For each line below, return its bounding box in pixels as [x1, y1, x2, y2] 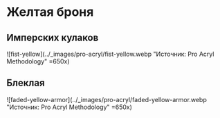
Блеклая [6, 77, 46, 89]
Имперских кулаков [6, 32, 99, 43]
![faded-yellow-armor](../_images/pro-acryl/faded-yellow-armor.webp [6, 95, 207, 104]
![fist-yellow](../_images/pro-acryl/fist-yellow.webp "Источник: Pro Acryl [6, 50, 214, 58]
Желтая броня [6, 4, 94, 20]
